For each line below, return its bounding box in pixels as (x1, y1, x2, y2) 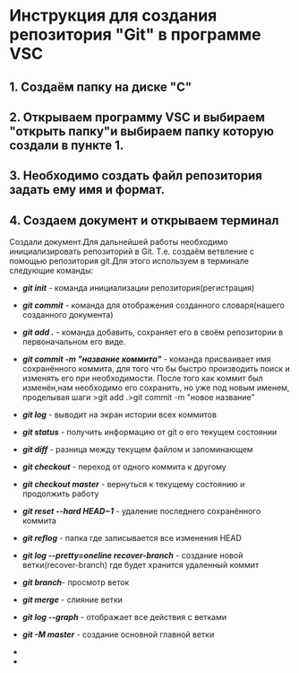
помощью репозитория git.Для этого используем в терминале (9, 256, 249, 267)
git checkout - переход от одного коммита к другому (21, 461, 226, 472)
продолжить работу (21, 488, 99, 499)
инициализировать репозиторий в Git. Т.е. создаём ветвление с (9, 246, 255, 257)
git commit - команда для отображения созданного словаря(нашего (21, 300, 285, 310)
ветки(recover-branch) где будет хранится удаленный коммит (21, 560, 260, 571)
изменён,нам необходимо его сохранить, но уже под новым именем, (21, 382, 290, 393)
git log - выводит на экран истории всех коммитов (21, 409, 218, 420)
